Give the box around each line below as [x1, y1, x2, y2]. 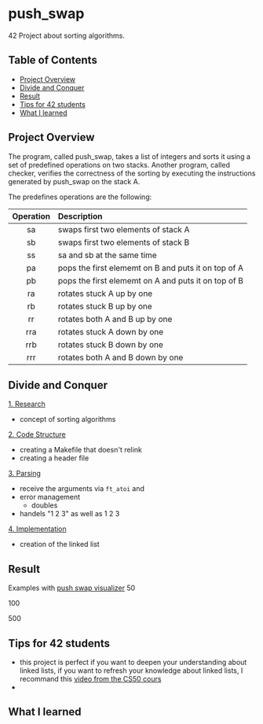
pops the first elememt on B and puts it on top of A [57, 262, 244, 273]
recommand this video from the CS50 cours [19, 674, 162, 683]
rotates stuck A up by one [57, 288, 153, 299]
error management [19, 493, 81, 502]
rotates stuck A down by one [57, 326, 164, 337]
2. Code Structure [8, 430, 66, 439]
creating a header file [19, 453, 89, 463]
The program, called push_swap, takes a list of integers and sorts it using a [8, 151, 251, 161]
